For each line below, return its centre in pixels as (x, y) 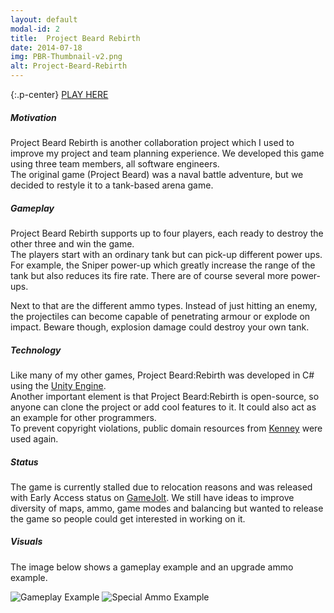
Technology (36, 350)
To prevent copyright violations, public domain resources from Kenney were (166, 428)
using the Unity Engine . (58, 385)
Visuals (26, 542)
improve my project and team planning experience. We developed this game (167, 153)
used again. (34, 438)
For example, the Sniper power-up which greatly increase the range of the (163, 265)
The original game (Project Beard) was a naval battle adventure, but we (157, 174)
